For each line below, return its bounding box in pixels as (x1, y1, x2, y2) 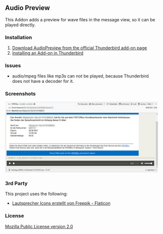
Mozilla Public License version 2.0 (5, 223, 73, 229)
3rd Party (5, 180, 28, 187)
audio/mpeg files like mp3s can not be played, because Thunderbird (12, 73, 149, 79)
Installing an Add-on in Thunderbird (12, 50, 83, 56)
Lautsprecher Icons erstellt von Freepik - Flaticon (12, 201, 111, 206)
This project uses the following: (5, 191, 68, 197)
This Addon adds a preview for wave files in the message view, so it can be (5, 16, 155, 22)
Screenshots (5, 91, 36, 97)
